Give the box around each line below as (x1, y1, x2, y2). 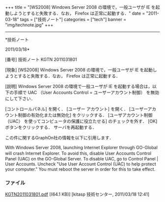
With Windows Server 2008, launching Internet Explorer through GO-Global (5, 145, 158, 150)
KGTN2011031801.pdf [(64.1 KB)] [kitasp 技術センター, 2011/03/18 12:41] (5, 191, 150, 197)
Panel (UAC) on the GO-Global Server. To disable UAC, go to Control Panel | (5, 156, 159, 161)
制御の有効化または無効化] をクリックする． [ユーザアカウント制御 (18, 112, 153, 118)
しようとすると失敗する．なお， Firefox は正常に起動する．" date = (9, 10, 145, 16)
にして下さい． (5, 96, 35, 101)
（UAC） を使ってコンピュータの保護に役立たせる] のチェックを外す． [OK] (5, 118, 158, 124)
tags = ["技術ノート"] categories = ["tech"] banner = (20, 17, 127, 22)
